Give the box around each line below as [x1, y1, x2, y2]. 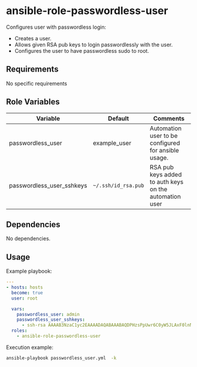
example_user [93, 139, 132, 147]
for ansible [150, 146, 179, 154]
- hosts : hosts [6, 284, 43, 291]
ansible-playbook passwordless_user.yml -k [6, 355, 117, 361]
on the [150, 185, 168, 193]
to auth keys [150, 178, 184, 186]
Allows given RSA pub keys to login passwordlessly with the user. [14, 41, 173, 48]
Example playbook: [6, 268, 52, 275]
